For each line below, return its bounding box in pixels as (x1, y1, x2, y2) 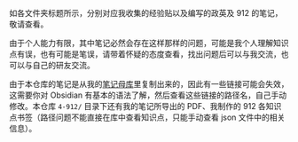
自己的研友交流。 (32, 60, 95, 70)
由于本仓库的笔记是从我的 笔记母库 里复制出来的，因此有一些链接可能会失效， (9, 79, 289, 89)
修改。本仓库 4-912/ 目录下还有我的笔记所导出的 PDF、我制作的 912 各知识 (9, 101, 282, 111)
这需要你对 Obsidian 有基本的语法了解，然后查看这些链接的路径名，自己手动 (9, 90, 287, 100)
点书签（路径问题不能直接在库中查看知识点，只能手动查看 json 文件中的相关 (9, 112, 286, 122)
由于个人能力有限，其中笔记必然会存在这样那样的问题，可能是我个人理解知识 (9, 38, 289, 48)
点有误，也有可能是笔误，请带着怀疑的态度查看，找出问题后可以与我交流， (9, 49, 281, 59)
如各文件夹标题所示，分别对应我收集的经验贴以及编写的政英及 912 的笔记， (9, 8, 283, 18)
